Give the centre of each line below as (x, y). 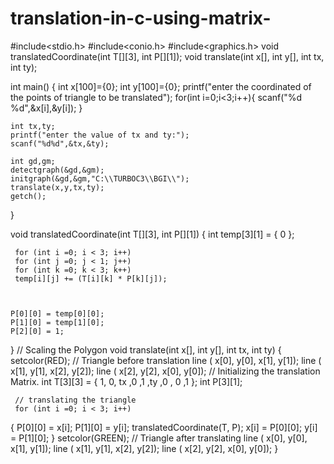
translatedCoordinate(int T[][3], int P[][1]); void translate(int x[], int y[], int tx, (167, 56)
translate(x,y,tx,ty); (57, 187)
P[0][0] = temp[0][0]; (57, 313)
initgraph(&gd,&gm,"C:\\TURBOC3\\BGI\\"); (100, 178)
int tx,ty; (33, 126)
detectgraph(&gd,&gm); (57, 170)
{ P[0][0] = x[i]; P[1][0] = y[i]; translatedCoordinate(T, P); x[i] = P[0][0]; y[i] (164, 427)
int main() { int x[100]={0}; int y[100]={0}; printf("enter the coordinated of (161, 86)
